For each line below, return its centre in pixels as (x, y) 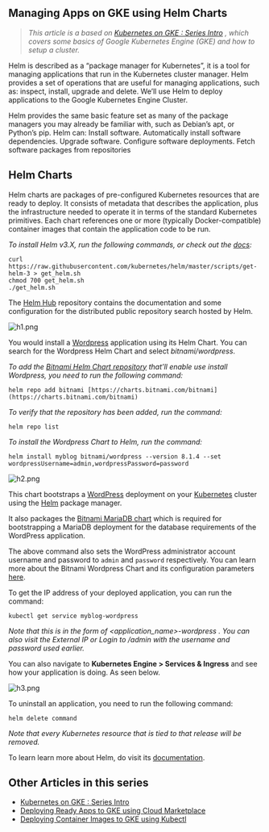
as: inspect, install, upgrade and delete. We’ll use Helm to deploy (116, 91)
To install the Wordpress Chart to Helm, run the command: (106, 441)
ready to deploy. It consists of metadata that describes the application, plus (134, 203)
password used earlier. (46, 648)
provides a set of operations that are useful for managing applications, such (134, 82)
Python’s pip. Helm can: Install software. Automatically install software (125, 132)
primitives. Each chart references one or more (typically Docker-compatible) (135, 220)
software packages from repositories (70, 149)
